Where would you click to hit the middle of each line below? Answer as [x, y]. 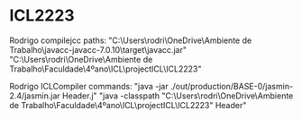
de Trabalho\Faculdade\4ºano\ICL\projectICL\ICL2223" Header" [128, 105]
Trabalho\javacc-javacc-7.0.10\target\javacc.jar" [98, 49]
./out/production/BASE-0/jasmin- [232, 86]
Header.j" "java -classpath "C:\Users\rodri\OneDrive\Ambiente [178, 96]
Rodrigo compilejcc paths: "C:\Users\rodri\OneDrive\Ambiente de [131, 40]
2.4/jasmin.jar [35, 96]
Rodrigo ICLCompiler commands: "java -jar [89, 86]
